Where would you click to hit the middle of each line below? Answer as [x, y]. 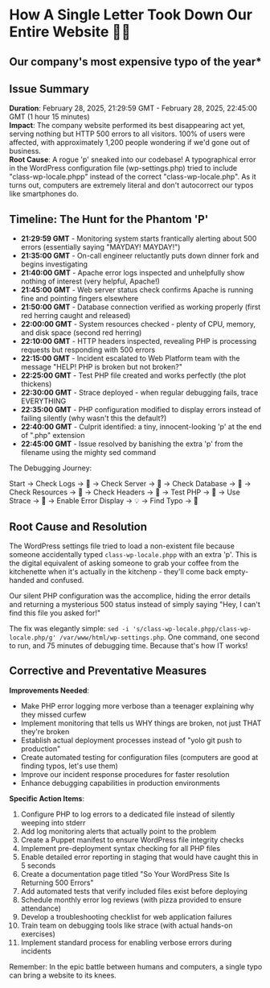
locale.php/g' [33, 638]
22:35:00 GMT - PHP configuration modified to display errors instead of [141, 410]
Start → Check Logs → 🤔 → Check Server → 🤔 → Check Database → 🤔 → [130, 484]
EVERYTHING [43, 401]
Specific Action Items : [47, 798]
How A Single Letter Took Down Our [131, 15]
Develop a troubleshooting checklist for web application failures [126, 916]
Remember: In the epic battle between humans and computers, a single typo [136, 966]
